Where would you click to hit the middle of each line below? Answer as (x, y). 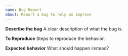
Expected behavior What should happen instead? (57, 48)
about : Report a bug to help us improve (49, 14)
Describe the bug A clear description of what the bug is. (64, 28)
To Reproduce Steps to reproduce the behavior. (55, 38)
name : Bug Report (24, 10)
